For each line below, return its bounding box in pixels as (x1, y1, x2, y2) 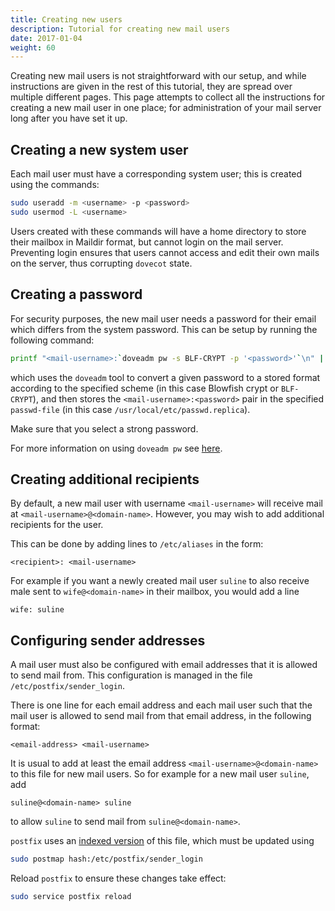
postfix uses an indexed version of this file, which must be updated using (10, 835, 315, 847)
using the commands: (10, 179, 100, 191)
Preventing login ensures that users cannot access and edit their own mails (10, 246, 320, 258)
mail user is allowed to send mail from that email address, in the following (10, 710, 312, 722)
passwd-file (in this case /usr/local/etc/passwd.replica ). (10, 403, 251, 415)
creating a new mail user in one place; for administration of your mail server (10, 102, 322, 114)
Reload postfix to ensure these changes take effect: (10, 872, 227, 884)
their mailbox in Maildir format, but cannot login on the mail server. (10, 236, 284, 248)
